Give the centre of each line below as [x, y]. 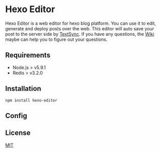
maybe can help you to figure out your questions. [56, 39]
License [18, 133]
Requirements [28, 55]
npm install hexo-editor [31, 100]
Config [16, 115]
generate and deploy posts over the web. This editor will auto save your [80, 28]
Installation [23, 89]
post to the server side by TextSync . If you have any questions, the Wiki [80, 34]
